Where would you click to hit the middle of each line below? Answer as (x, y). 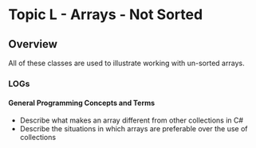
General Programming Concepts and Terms (82, 103)
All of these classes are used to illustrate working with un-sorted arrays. (126, 63)
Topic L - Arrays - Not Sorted (106, 15)
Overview (33, 44)
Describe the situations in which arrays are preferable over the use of (134, 129)
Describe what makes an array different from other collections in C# (132, 120)
